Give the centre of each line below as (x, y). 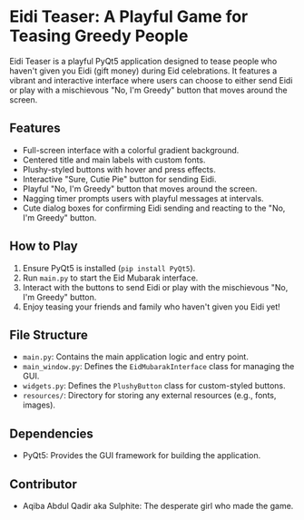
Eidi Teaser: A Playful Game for (129, 17)
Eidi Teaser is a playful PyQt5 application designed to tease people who (143, 61)
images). (39, 405)
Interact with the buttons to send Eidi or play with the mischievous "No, (155, 287)
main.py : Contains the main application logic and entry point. (136, 357)
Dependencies (51, 433)
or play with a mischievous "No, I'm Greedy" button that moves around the (148, 90)
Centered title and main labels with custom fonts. (114, 160)
